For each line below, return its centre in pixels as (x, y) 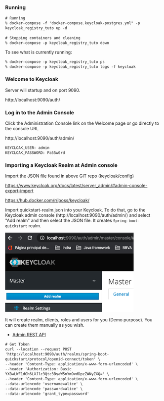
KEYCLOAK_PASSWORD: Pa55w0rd (35, 152)
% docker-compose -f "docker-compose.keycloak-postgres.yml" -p (73, 23)
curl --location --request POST (38, 350)
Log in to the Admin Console (40, 112)
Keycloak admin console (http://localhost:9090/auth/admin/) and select (78, 215)
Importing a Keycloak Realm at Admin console (61, 165)
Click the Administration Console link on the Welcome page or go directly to (82, 123)
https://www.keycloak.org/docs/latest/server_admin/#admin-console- (76, 186)
